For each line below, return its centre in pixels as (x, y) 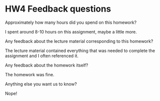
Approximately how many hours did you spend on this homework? (71, 22)
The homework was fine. (30, 74)
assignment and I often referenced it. (42, 56)
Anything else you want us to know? (41, 84)
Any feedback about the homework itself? (47, 65)
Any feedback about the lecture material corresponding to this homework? (79, 41)
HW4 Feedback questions (58, 9)
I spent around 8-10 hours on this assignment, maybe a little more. (71, 32)
